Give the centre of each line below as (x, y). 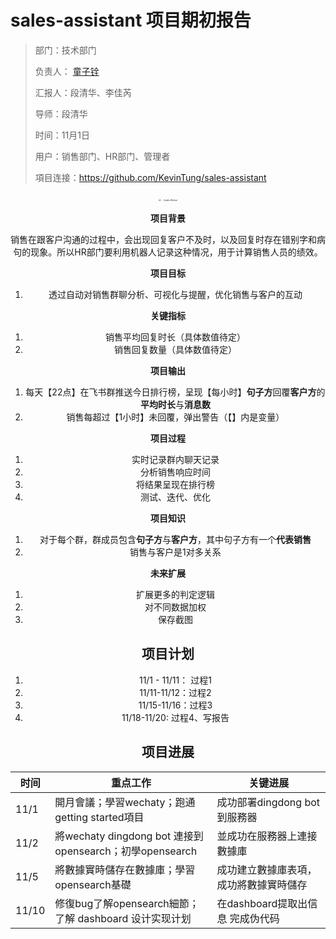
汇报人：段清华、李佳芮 (83, 92)
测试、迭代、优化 (175, 497)
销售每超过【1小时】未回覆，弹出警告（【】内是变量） (175, 417)
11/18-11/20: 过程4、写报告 (175, 717)
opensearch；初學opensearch (126, 851)
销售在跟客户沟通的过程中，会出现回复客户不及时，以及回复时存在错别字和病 (168, 239)
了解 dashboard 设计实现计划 (123, 918)
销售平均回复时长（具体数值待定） (175, 337)
